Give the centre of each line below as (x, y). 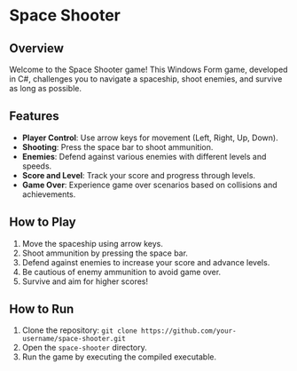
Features (34, 116)
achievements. (49, 194)
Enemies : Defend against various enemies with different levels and (144, 156)
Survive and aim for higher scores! (85, 281)
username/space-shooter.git (74, 339)
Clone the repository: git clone (79, 330)
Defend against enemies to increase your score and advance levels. (146, 262)
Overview (37, 48)
